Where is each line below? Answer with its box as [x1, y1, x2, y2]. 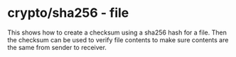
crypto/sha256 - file [7, 5, 129, 21]
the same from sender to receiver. [7, 43, 107, 51]
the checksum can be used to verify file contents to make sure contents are [7, 35, 229, 44]
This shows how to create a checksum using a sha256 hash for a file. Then [7, 28, 227, 37]
